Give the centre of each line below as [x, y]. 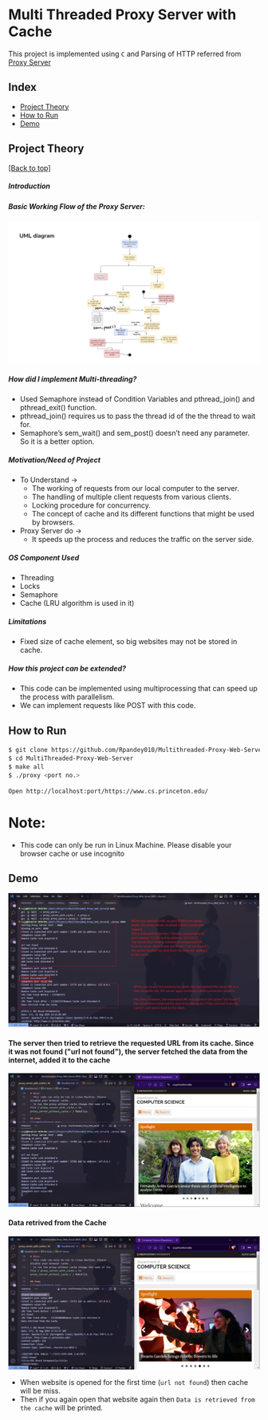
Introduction [29, 186]
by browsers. [53, 522]
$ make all [26, 767]
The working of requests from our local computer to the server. [135, 488]
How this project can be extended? [67, 668]
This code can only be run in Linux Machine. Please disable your [126, 844]
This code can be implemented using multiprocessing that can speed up [138, 689]
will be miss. [40, 1391]
